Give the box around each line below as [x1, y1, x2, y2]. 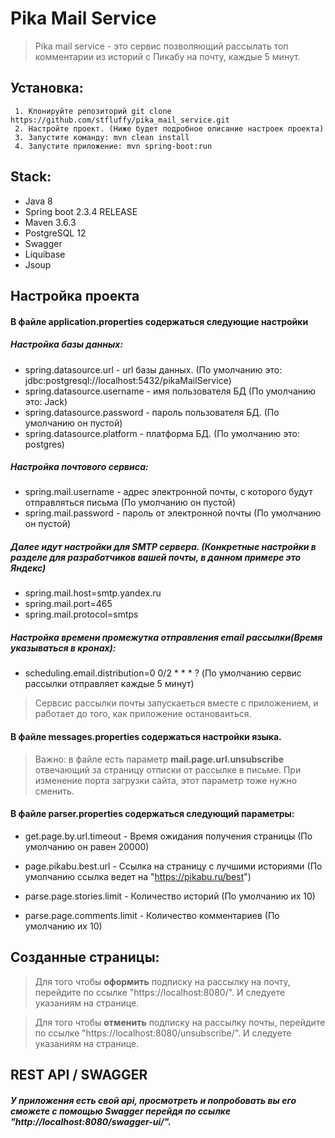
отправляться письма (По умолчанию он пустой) [24, 497, 237, 509]
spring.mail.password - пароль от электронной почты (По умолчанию [24, 507, 322, 519]
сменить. [34, 785, 75, 797]
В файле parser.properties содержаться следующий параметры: [10, 808, 295, 820]
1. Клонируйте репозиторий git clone [14, 106, 172, 116]
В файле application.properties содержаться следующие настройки [10, 315, 309, 327]
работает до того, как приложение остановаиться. [34, 708, 252, 720]
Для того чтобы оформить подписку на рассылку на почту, [34, 975, 291, 987]
